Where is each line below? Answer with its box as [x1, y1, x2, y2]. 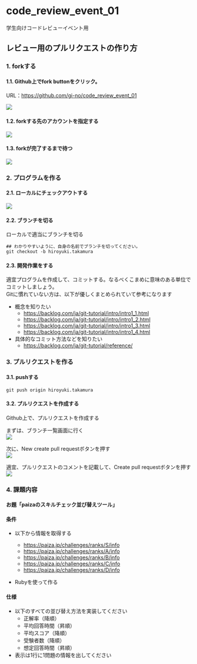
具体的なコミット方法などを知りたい [14, 336, 103, 343]
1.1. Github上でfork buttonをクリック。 [6, 78, 101, 85]
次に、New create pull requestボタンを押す [6, 445, 111, 452]
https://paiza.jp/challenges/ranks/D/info [23, 566, 121, 574]
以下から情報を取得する [14, 530, 72, 537]
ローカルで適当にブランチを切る [6, 231, 84, 238]
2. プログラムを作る [6, 173, 62, 182]
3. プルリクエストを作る [6, 358, 74, 366]
